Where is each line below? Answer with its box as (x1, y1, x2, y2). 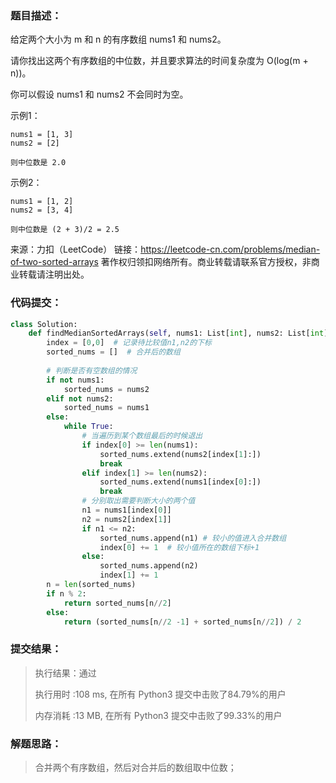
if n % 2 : (46, 588, 87, 599)
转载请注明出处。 (18, 268, 90, 281)
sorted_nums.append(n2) (99, 561, 199, 571)
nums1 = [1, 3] (10, 130, 74, 140)
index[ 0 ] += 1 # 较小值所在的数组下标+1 (99, 542, 260, 552)
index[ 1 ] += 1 (99, 570, 159, 581)
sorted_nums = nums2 (63, 384, 150, 394)
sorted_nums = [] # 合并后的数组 (46, 347, 181, 357)
